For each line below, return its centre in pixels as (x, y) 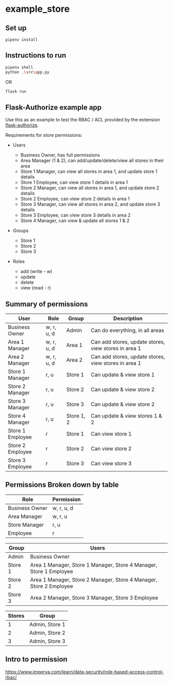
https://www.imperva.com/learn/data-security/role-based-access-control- (84, 672)
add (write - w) (36, 272)
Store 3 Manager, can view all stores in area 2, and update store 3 (90, 204)
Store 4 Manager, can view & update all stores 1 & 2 (75, 221)
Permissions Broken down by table (62, 485)
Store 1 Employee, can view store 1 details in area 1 (74, 183)
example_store (38, 9)
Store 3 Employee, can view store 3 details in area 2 (75, 215)
